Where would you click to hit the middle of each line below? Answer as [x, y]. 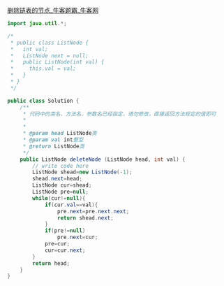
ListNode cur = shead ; [62, 185]
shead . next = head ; [57, 179]
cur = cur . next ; [65, 250]
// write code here [61, 166]
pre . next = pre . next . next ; [93, 211]
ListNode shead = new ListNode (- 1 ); [82, 172]
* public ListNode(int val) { [57, 62]
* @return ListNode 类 [54, 146]
